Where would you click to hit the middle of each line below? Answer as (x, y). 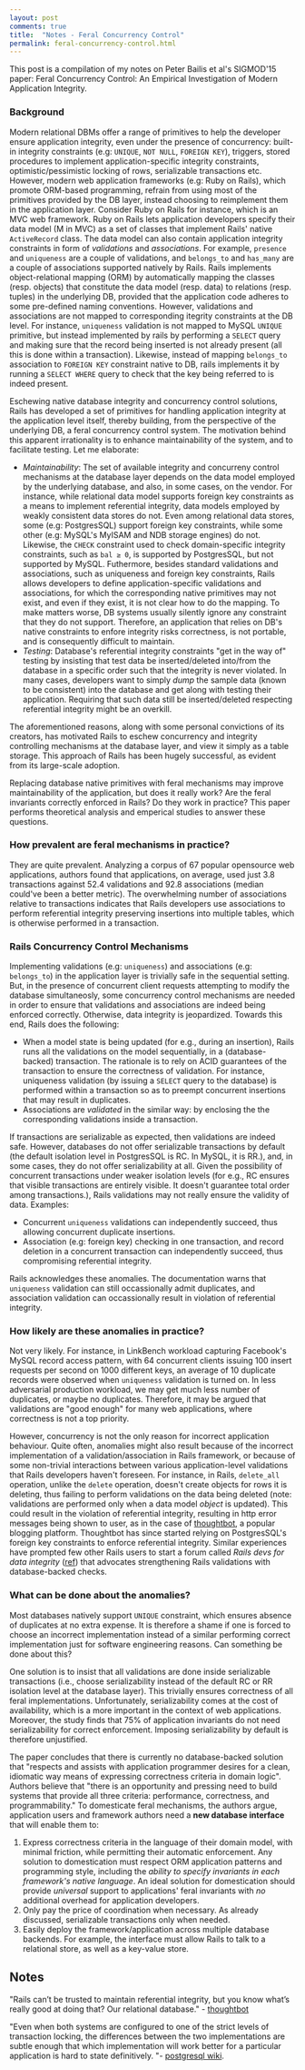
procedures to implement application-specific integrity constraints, (134, 161)
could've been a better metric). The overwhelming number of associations (148, 894)
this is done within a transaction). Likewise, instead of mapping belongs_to (148, 354)
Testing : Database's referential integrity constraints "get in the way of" (154, 651)
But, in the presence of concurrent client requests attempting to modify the (150, 986)
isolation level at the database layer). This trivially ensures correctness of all (151, 1690)
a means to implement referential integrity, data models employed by (151, 505)
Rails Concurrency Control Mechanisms (99, 946)
